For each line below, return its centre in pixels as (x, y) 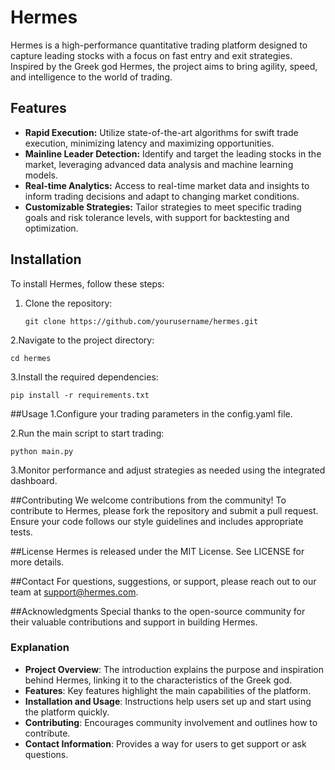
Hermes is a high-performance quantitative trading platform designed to (159, 45)
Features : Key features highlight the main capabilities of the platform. (168, 690)
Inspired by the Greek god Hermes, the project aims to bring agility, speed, (164, 66)
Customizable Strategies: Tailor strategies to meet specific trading (163, 207)
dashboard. (34, 480)
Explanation (40, 648)
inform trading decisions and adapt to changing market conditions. (162, 196)
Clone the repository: (68, 303)
